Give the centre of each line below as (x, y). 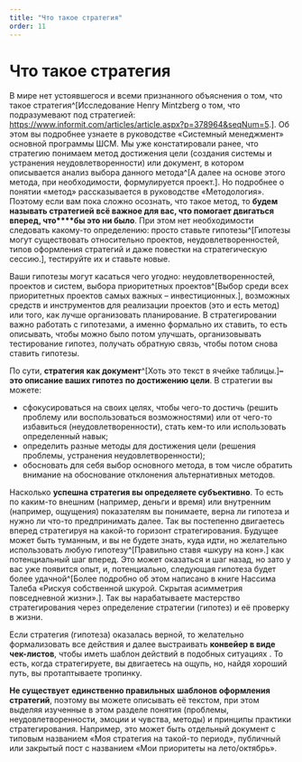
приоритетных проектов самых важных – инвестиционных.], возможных (150, 296)
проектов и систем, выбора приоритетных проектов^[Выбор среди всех (149, 287)
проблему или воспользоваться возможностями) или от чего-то (147, 418)
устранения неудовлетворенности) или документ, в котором (127, 163)
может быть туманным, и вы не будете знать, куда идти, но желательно (148, 541)
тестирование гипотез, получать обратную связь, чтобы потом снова (143, 343)
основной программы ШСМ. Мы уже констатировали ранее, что (134, 144)
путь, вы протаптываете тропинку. (76, 673)
